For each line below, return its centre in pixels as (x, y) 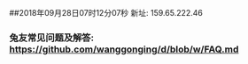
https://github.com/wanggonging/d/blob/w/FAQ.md (124, 49)
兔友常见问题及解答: (52, 38)
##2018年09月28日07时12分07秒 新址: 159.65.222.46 (106, 13)
